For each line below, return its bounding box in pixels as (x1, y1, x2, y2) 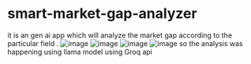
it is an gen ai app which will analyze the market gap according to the (7, 30, 233, 40)
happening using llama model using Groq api (7, 47, 153, 56)
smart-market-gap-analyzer (7, 5, 198, 23)
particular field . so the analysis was (7, 38, 244, 48)
